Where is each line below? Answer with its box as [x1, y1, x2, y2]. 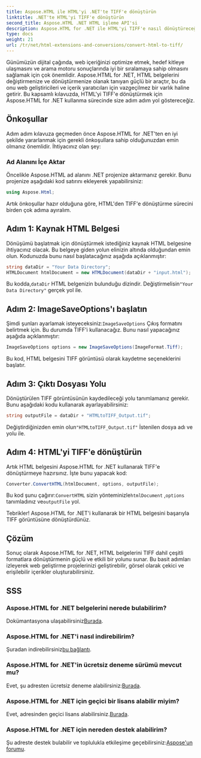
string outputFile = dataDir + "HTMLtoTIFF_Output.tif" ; [6, 413, 151, 419]
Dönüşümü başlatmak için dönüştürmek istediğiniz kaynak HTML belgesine [6, 239, 191, 247]
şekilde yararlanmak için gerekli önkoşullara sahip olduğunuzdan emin [6, 136, 179, 144]
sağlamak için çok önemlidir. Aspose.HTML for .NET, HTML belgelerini [6, 71, 179, 78]
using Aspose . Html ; [6, 189, 55, 195]
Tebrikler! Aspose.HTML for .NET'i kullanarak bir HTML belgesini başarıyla [6, 510, 190, 517]
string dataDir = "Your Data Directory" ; [6, 264, 111, 270]
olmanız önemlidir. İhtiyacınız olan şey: [6, 142, 101, 150]
